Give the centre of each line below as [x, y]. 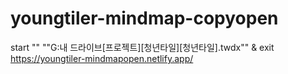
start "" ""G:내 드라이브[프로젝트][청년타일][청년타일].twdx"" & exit [142, 47]
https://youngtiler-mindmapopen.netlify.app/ [102, 58]
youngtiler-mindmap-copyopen [144, 18]
